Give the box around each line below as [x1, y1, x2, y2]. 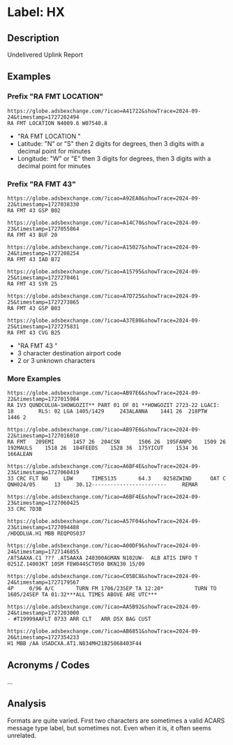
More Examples [7, 374, 61, 383]
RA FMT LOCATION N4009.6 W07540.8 [7, 119, 108, 126]
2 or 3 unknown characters [17, 356, 96, 364]
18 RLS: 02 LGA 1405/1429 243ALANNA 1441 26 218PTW [7, 408, 208, 415]
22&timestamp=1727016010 [7, 432, 80, 440]
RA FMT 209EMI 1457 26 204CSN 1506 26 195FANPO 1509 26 [7, 438, 227, 445]
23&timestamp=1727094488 [7, 524, 80, 531]
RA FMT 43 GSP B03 [7, 304, 61, 311]
